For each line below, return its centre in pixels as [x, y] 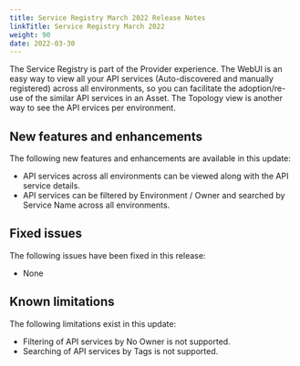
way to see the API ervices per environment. [93, 108]
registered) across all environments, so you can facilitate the [123, 88]
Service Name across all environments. [96, 205]
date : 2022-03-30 [42, 43]
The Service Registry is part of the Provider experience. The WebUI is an [146, 69]
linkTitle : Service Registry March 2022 [88, 26]
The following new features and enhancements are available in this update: [150, 158]
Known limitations [62, 302]
